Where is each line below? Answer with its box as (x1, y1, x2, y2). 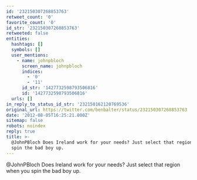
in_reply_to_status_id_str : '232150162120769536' (6, 101, 130, 107)
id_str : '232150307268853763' (6, 25, 80, 31)
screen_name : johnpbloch (21, 63, 83, 69)
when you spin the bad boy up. (6, 167, 81, 174)
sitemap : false (6, 118, 43, 124)
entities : (6, 36, 30, 42)
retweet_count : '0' (6, 14, 54, 20)
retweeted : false (6, 30, 49, 36)
